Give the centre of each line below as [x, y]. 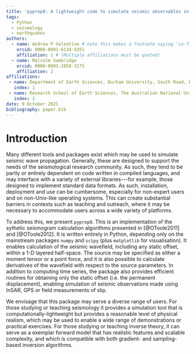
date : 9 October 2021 [32, 104]
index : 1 [24, 88]
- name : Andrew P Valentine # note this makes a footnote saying [92, 44]
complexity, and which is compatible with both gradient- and [79, 339]
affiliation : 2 [35, 71]
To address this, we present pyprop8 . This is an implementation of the [89, 222]
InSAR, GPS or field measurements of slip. [57, 290]
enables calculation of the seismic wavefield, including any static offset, [92, 247]
